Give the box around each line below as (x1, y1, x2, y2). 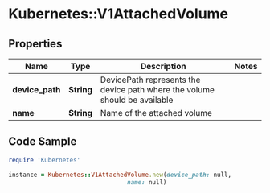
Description (140, 61, 186, 72)
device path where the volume (100, 84, 215, 95)
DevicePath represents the (100, 74, 201, 85)
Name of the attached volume (100, 108, 213, 118)
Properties (8, 37, 63, 51)
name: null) (127, 178, 167, 186)
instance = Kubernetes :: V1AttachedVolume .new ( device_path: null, (8, 170, 231, 179)
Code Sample (8, 134, 77, 149)
